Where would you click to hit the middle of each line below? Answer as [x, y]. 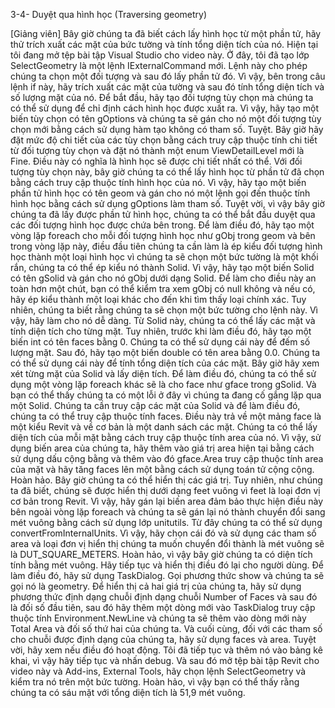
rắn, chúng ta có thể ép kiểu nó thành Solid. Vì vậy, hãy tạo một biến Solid [162, 267]
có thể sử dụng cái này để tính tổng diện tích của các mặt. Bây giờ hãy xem [165, 363]
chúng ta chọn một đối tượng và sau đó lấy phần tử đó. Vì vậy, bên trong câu [168, 76]
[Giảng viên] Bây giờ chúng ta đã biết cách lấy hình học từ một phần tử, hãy [166, 33]
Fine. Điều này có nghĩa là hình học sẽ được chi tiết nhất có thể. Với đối [156, 161]
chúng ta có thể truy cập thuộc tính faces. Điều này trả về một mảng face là [166, 416]
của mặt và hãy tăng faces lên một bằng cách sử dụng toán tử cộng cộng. [162, 469]
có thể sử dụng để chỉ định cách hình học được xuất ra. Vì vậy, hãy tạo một [165, 108]
